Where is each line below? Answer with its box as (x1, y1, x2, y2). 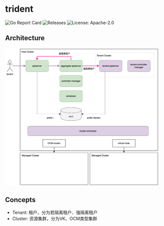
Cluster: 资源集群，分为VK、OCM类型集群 (12, 215, 97, 222)
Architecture (5, 34, 45, 42)
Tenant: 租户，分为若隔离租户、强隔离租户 (12, 209, 98, 215)
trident (5, 3, 33, 15)
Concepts (5, 196, 36, 204)
